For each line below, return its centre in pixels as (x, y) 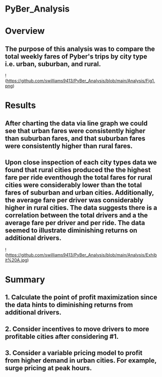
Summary (25, 279)
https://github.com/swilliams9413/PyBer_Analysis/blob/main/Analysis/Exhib (82, 255)
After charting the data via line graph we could (76, 123)
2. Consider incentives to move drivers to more (77, 329)
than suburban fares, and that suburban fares (75, 138)
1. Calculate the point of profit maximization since (81, 297)
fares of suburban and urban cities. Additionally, (80, 193)
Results (21, 106)
